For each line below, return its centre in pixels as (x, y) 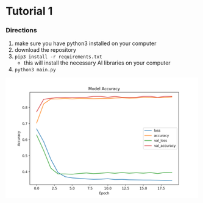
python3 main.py (35, 70)
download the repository (45, 50)
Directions (21, 30)
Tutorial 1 (29, 11)
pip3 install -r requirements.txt (58, 57)
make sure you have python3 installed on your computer (85, 43)
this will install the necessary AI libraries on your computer (97, 63)
